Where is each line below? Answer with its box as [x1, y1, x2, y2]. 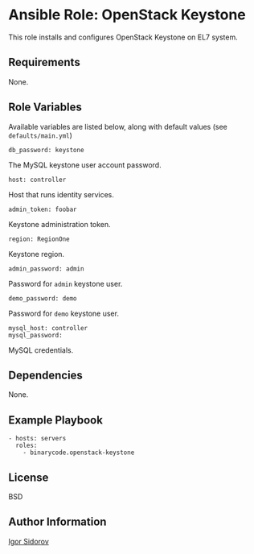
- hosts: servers [8, 435, 67, 443]
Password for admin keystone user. [8, 279, 123, 288]
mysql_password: [8, 331, 63, 339]
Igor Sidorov [8, 536, 50, 546]
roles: [15, 441, 38, 450]
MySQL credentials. [8, 345, 74, 355]
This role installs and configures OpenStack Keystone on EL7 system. [8, 32, 239, 42]
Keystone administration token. [8, 219, 111, 229]
